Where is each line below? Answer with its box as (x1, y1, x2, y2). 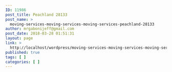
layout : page (5, 36, 33, 41)
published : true (5, 50, 40, 55)
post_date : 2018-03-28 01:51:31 (5, 31, 74, 36)
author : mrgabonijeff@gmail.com (5, 26, 74, 31)
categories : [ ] (5, 59, 40, 64)
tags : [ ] (5, 54, 27, 60)
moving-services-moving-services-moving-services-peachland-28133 (10, 21, 155, 27)
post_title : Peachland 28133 (5, 12, 68, 17)
